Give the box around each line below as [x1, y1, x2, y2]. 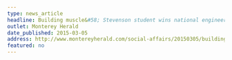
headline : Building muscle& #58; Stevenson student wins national [7, 17, 199, 23]
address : [7, 36, 32, 43]
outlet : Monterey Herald [7, 23, 79, 30]
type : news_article [7, 10, 64, 17]
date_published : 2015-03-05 [7, 29, 88, 37]
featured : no [7, 42, 45, 49]
